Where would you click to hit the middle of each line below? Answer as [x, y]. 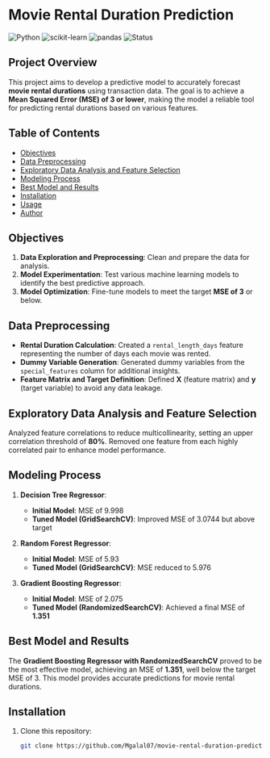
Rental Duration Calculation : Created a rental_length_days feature [131, 345]
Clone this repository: [56, 731]
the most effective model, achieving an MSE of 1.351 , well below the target [132, 669]
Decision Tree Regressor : [63, 495]
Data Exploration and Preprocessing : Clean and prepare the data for [135, 258]
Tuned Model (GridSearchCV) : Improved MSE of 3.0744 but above [143, 519]
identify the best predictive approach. [82, 283]
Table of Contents [54, 134]
